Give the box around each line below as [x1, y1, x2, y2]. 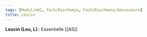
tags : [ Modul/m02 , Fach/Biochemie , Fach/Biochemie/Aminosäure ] [5, 7, 143, 13]
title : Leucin [5, 12, 36, 17]
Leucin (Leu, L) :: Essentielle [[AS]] [5, 26, 78, 32]
